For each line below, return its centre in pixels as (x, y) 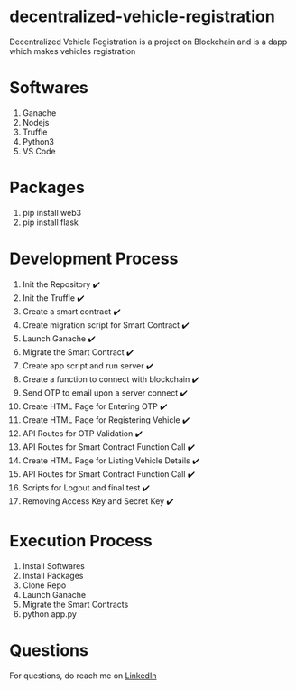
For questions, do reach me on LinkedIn (83, 676)
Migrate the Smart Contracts (75, 604)
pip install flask (51, 222)
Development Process (94, 258)
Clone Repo (44, 585)
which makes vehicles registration (73, 51)
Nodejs (36, 122)
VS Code (39, 151)
